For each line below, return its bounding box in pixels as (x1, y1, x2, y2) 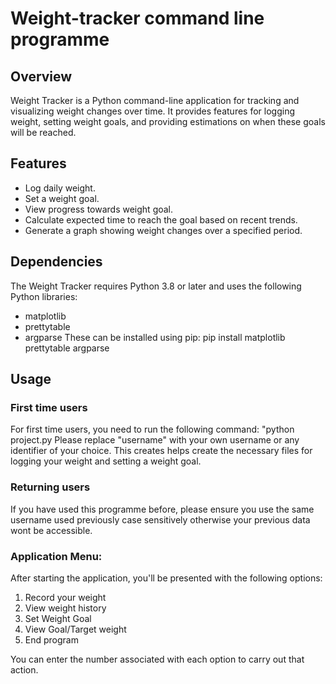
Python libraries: (10, 290, 78, 302)
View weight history (24, 602, 107, 614)
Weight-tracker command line (10, 7, 265, 30)
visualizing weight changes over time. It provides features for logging (10, 105, 295, 117)
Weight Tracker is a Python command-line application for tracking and (10, 95, 300, 106)
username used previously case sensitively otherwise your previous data (10, 513, 311, 526)
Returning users (10, 480, 91, 494)
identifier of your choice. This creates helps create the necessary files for (10, 445, 313, 457)
